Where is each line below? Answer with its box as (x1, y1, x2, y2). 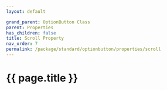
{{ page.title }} (6, 71, 79, 85)
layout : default (6, 8, 46, 15)
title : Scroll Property (6, 36, 64, 41)
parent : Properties (6, 25, 54, 30)
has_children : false (6, 30, 57, 36)
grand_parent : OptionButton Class (6, 19, 91, 25)
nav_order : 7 (6, 41, 38, 47)
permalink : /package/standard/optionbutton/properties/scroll (6, 46, 161, 53)
